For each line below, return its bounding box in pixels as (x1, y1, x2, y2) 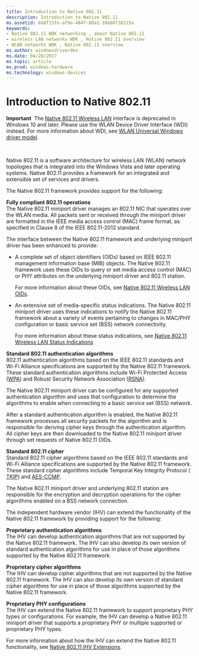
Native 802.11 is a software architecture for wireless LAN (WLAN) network (6, 157, 187, 164)
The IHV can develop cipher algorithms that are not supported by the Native (6, 570, 192, 577)
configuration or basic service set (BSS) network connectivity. (14, 321, 168, 328)
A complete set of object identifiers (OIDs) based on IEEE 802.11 (14, 253, 171, 260)
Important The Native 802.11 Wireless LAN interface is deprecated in (6, 115, 176, 122)
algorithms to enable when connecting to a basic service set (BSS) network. (6, 400, 192, 407)
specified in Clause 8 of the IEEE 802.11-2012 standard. (6, 224, 141, 231)
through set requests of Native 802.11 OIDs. (6, 437, 112, 444)
